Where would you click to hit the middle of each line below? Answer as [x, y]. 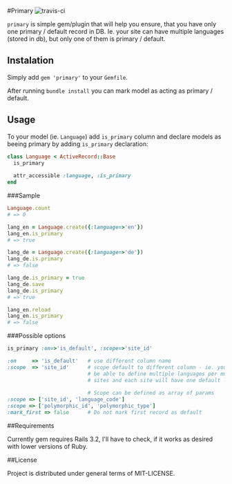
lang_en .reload [29, 310]
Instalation [30, 61]
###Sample [23, 195]
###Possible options [37, 336]
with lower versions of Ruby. [47, 446]
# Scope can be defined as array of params [151, 393]
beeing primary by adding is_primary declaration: [78, 144]
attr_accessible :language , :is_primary [72, 176]
